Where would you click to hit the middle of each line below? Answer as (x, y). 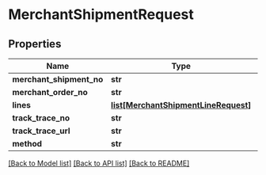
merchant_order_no (50, 92)
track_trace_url (41, 131)
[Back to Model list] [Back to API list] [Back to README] (99, 163)
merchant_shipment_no (58, 79)
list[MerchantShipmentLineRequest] (181, 105)
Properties (35, 44)
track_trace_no (41, 118)
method (27, 144)
